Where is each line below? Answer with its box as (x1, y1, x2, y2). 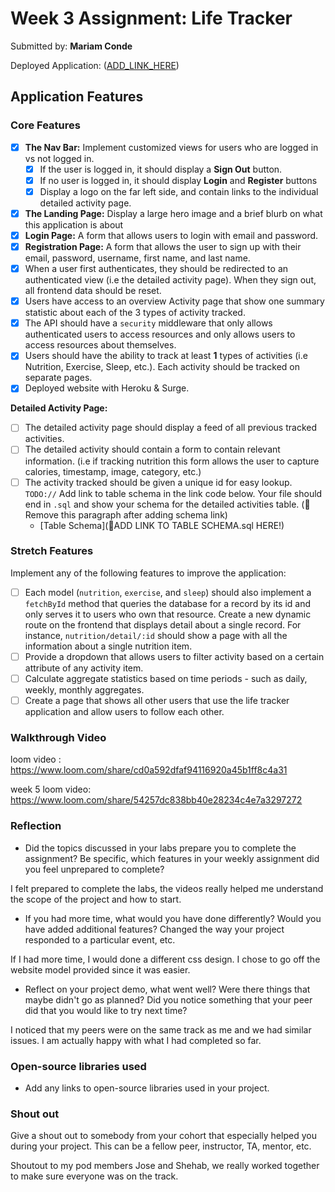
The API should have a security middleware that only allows (24, 317, 273, 329)
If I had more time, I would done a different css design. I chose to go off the (10, 953, 321, 965)
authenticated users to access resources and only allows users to (24, 328, 296, 341)
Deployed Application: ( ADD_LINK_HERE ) (10, 59, 180, 71)
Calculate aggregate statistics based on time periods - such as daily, (24, 672, 308, 684)
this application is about (24, 218, 124, 231)
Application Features (10, 88, 144, 106)
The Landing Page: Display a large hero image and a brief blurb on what (24, 207, 323, 219)
